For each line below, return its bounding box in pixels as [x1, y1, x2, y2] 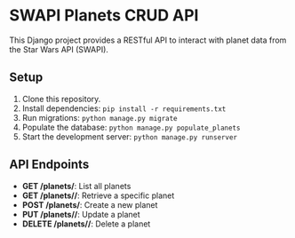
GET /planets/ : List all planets [21, 180, 132, 191]
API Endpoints [9, 157, 90, 172]
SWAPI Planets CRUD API [9, 5, 199, 26]
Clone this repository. [21, 93, 101, 104]
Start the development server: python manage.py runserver [21, 131, 238, 142]
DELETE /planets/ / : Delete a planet [21, 218, 151, 229]
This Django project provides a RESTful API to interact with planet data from [9, 35, 287, 45]
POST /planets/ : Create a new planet [21, 199, 158, 210]
